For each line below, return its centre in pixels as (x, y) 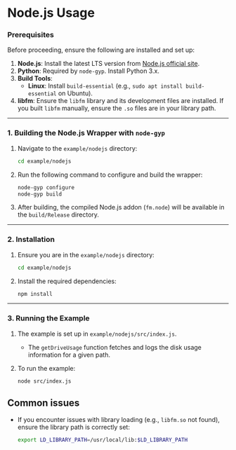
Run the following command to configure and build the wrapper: (110, 175)
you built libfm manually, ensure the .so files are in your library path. (117, 108)
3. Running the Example (48, 318)
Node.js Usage (51, 13)
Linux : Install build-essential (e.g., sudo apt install (105, 86)
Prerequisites (31, 35)
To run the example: (46, 368)
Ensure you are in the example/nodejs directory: (86, 254)
